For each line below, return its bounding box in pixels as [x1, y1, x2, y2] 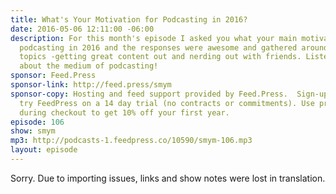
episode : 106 [10, 117, 65, 127]
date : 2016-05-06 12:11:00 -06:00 [10, 24, 155, 34]
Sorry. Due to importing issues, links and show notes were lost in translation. [10, 172, 326, 184]
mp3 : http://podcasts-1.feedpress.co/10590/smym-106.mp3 [10, 136, 253, 146]
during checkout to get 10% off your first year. [19, 107, 230, 118]
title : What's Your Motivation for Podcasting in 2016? [10, 14, 248, 25]
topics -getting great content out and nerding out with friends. [19, 52, 302, 62]
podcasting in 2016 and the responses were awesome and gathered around [19, 42, 329, 53]
